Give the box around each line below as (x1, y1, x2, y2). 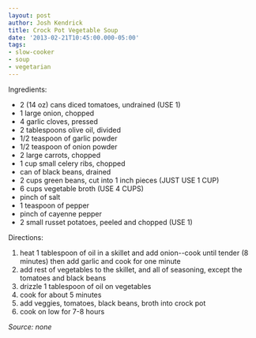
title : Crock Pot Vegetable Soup (8, 26, 119, 34)
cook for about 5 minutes (19, 290, 102, 299)
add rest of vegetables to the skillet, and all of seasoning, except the (19, 265, 243, 274)
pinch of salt (19, 192, 61, 201)
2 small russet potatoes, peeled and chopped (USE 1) (19, 217, 194, 227)
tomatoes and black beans (19, 273, 107, 283)
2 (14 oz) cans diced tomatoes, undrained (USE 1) (19, 100, 181, 109)
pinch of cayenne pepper (19, 208, 103, 218)
